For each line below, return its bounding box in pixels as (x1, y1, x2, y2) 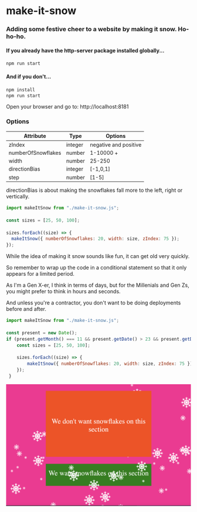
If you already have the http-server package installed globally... (6, 47, 165, 54)
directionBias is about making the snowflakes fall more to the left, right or (6, 187, 183, 194)
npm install (6, 87, 35, 93)
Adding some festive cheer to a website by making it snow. (6, 25, 177, 33)
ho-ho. (6, 32, 26, 40)
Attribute (23, 133, 46, 140)
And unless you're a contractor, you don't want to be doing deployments (6, 299, 181, 306)
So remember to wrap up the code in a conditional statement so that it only (6, 264, 187, 271)
